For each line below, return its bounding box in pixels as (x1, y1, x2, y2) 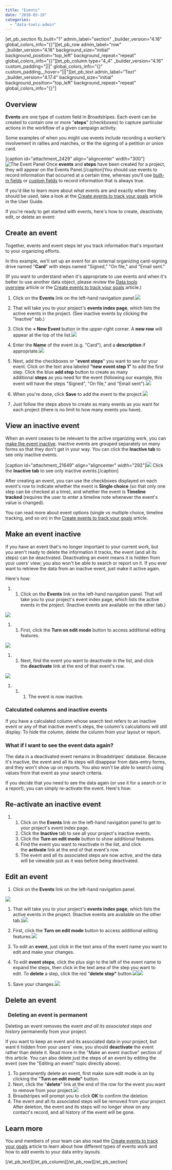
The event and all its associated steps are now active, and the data (20, 852, 162, 858)
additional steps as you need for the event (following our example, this (12, 374, 163, 380)
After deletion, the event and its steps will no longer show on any (12, 1104, 150, 1110)
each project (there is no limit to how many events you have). (12, 406, 142, 412)
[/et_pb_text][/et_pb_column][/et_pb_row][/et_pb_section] (5, 1159, 128, 1165)
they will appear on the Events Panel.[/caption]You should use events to (5, 167, 158, 173)
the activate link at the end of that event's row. (20, 846, 120, 852)
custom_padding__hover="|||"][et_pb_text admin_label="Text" (5, 69, 137, 75)
